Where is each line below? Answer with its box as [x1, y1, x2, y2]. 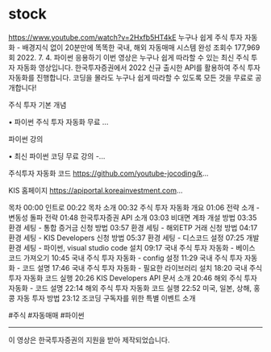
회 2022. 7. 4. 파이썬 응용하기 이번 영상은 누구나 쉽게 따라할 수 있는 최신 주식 [8, 52, 250, 62]
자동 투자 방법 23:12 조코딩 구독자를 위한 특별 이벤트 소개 [16, 293, 196, 303]
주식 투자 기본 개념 [8, 100, 67, 110]
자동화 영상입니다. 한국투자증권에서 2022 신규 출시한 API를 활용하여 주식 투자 [16, 62, 261, 72]
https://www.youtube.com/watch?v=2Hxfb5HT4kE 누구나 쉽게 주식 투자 [8, 32, 244, 42]
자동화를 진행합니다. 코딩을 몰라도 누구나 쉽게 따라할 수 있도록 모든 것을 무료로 [8, 72, 254, 82]
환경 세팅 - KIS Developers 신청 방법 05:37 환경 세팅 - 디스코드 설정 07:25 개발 [8, 233, 260, 242]
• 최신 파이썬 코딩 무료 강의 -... [8, 151, 106, 161]
